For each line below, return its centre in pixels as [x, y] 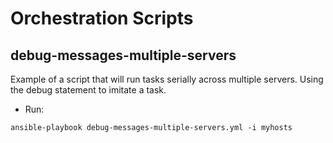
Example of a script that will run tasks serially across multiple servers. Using [167, 79]
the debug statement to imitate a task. [88, 90]
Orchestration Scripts [102, 18]
